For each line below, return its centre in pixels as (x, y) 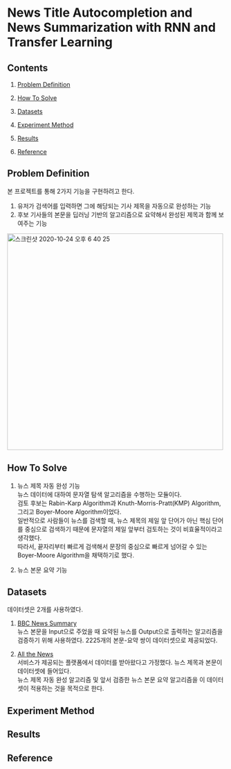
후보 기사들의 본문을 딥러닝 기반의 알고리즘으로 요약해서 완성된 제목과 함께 (117, 214)
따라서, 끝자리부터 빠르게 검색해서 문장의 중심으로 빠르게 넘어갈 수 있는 (112, 546)
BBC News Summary (47, 623)
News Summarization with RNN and (112, 27)
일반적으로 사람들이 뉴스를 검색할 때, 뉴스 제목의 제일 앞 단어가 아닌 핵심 (114, 520)
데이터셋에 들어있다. (44, 671)
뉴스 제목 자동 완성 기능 (49, 485)
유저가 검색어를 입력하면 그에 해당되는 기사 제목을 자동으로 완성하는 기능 (114, 205)
